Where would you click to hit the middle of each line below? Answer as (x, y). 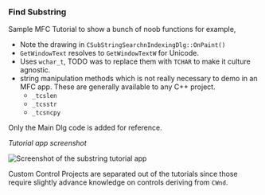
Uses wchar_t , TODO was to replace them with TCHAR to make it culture (135, 61)
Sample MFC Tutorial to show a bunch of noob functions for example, (122, 29)
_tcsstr (44, 105)
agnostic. (35, 70)
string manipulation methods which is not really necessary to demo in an (138, 79)
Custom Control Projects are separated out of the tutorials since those (123, 174)
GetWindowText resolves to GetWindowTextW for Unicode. (109, 53)
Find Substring (37, 12)
